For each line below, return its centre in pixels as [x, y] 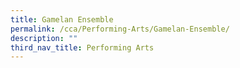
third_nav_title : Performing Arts [82, 47]
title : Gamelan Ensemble [62, 19]
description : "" [44, 38]
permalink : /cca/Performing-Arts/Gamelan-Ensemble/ [120, 29]
